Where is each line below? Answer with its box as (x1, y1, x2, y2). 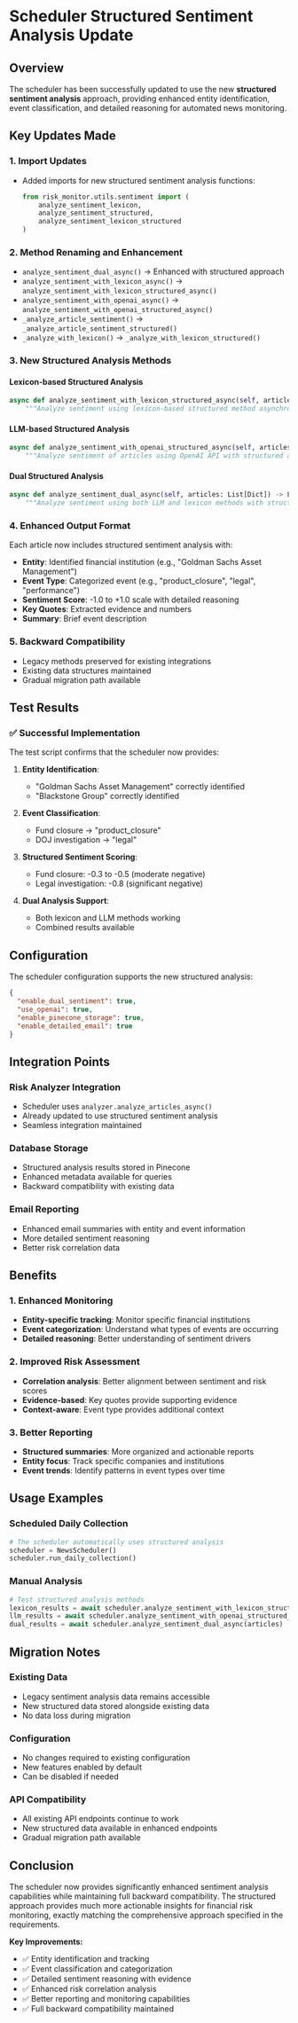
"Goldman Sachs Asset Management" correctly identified (35, 781, 246, 792)
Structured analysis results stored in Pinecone (21, 1162, 191, 1172)
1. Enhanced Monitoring (9, 1295, 114, 1307)
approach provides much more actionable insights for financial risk (9, 1901, 254, 1911)
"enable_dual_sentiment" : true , (17, 997, 137, 1006)
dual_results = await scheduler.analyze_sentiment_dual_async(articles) (9, 1620, 284, 1629)
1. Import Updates (9, 155, 87, 168)
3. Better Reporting (9, 1426, 93, 1439)
